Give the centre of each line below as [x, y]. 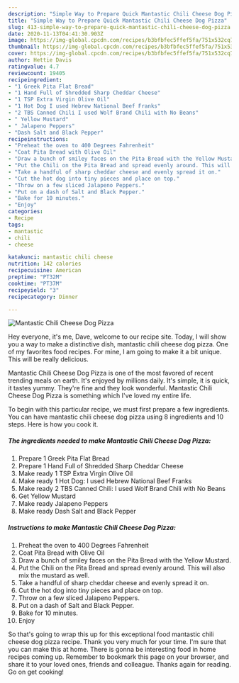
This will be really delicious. [49, 359]
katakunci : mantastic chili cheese [61, 257]
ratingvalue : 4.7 [34, 67]
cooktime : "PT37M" [35, 283]
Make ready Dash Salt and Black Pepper [77, 512]
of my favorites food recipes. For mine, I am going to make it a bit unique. [115, 352]
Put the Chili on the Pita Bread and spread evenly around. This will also [122, 568]
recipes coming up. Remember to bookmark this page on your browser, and [118, 657]
